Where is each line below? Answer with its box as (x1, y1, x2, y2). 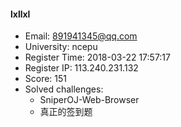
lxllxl (10, 8, 31, 20)
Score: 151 (24, 73, 68, 85)
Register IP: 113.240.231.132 (24, 62, 139, 74)
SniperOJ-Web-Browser (39, 94, 140, 106)
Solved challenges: (24, 83, 104, 95)
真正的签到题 (39, 106, 93, 118)
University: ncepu (24, 41, 98, 53)
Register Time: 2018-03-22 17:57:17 (24, 51, 171, 64)
